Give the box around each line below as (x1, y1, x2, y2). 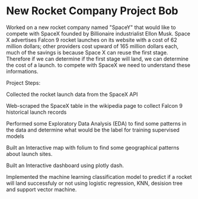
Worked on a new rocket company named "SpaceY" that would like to (6, 24, 176, 31)
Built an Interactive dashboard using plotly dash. (6, 162, 124, 169)
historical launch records (6, 108, 67, 115)
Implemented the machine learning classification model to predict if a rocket (6, 173, 192, 180)
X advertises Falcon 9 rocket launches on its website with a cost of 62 (6, 36, 178, 43)
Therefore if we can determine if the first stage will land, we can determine (6, 55, 189, 62)
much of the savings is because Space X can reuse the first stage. (6, 49, 168, 56)
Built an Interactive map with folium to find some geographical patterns (6, 144, 180, 151)
